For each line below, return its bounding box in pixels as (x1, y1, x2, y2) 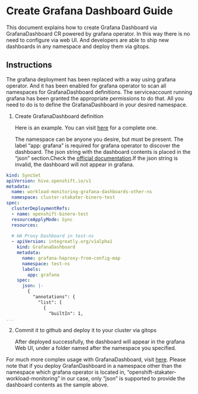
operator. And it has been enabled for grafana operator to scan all (6, 82, 167, 89)
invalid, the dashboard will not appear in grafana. (14, 160, 135, 168)
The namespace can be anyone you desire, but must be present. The (14, 135, 184, 143)
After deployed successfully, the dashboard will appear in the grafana (14, 338, 185, 345)
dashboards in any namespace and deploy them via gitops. (6, 43, 151, 50)
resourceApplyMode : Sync (11, 216, 73, 222)
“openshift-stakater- (127, 368, 177, 376)
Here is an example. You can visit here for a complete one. (14, 124, 158, 131)
